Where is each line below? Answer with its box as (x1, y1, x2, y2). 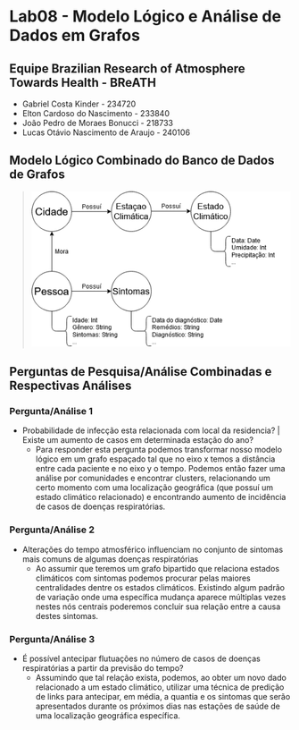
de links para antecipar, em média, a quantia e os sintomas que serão (35, 692, 291, 702)
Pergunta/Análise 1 (9, 405, 94, 418)
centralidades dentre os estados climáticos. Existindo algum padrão (35, 581, 286, 592)
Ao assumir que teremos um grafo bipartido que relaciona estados (35, 563, 279, 573)
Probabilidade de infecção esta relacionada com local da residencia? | (21, 425, 280, 436)
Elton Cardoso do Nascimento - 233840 (21, 108, 170, 118)
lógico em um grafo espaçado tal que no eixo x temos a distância (35, 454, 276, 464)
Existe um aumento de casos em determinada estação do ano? (21, 435, 254, 446)
